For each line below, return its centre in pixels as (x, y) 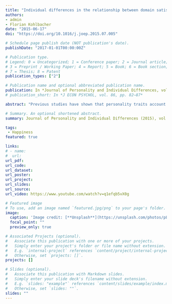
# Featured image (24, 203)
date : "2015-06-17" (26, 29)
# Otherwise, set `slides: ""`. (42, 288)
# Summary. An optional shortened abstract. (53, 113)
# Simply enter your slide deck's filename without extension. (76, 279)
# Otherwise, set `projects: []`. (44, 255)
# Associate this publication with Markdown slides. (65, 274)
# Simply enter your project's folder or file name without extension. (86, 246)
